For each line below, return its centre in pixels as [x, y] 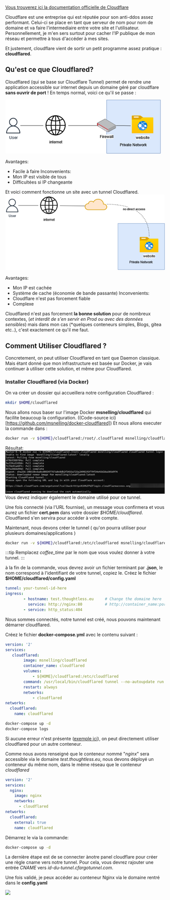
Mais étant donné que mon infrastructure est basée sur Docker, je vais [79, 363]
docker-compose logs [27, 729]
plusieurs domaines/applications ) [40, 533]
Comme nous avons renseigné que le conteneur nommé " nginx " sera [77, 754]
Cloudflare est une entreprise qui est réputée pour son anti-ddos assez [79, 17]
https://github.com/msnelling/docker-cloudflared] [58, 423]
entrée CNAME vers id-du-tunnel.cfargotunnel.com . [59, 868]
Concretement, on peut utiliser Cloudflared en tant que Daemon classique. [83, 358]
